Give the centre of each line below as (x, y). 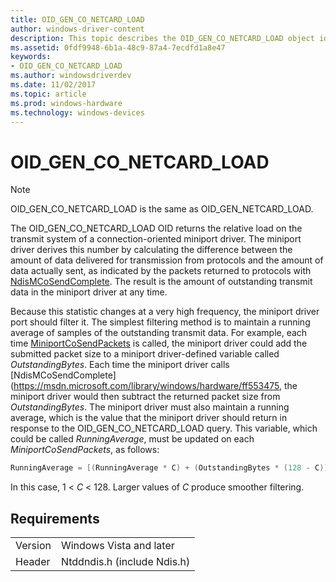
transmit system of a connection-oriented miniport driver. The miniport (156, 239)
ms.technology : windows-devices (77, 112)
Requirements (55, 518)
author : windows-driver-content (77, 29)
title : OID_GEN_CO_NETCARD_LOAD (77, 19)
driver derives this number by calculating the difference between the (151, 250)
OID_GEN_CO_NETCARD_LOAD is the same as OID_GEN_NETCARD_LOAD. (162, 209)
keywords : (31, 57)
